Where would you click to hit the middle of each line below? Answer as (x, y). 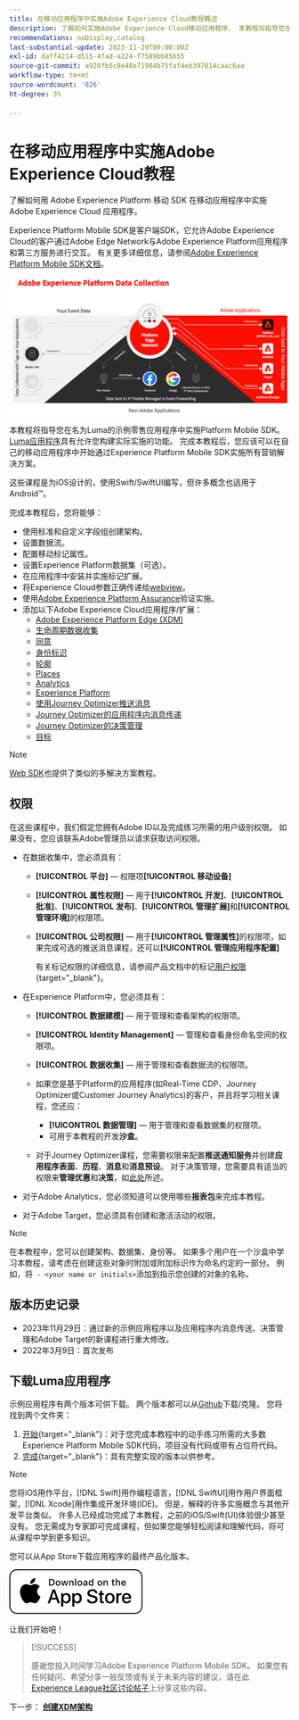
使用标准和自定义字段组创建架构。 (85, 532)
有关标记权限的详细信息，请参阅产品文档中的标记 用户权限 (141, 966)
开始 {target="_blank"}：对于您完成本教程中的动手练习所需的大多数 (144, 1434)
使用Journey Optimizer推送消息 (93, 703)
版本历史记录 (44, 1305)
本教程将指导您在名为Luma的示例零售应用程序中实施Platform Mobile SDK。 (147, 430)
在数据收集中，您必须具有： (73, 857)
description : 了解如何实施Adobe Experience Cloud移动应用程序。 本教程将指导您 (147, 28)
